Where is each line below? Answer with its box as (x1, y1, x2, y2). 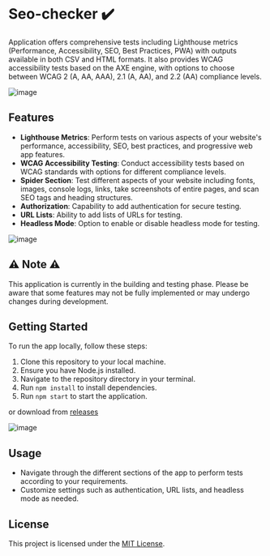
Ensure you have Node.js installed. (19, 366, 136, 375)
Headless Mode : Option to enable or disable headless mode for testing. (19, 218, 260, 228)
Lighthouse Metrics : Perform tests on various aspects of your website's (19, 132, 262, 142)
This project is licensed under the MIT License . (8, 539, 165, 548)
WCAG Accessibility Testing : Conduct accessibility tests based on (19, 158, 245, 168)
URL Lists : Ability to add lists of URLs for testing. (19, 210, 182, 220)
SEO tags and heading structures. (19, 192, 134, 202)
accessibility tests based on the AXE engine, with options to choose (8, 62, 235, 72)
